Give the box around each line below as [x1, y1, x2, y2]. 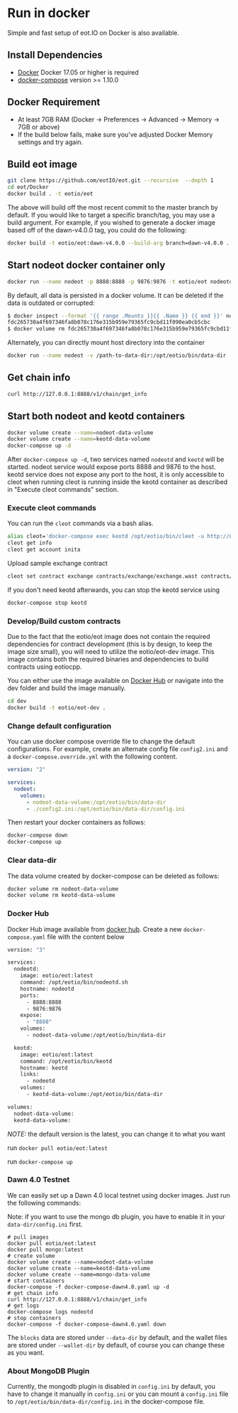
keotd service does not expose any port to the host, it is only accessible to [7, 471, 225, 479]
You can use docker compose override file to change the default [7, 737, 195, 746]
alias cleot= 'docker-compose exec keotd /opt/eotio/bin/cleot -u [7, 533, 204, 540]
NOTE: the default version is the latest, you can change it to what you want [7, 1129, 225, 1138]
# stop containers [7, 1314, 62, 1321]
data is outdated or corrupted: [7, 299, 96, 307]
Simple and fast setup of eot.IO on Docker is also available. [7, 28, 179, 37]
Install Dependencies [7, 49, 103, 61]
